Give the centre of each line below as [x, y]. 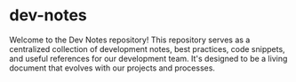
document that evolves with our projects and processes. [112, 68]
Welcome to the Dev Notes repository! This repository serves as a [130, 40]
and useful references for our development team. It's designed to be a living [148, 58]
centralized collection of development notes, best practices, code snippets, [148, 48]
